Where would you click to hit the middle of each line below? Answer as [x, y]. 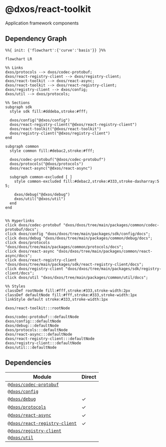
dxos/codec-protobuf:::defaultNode [42, 317]
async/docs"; [19, 256]
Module [42, 377]
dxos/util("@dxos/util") [40, 199]
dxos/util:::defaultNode [31, 347]
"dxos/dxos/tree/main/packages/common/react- [105, 251]
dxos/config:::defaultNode [33, 321]
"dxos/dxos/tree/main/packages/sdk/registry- [114, 269]
